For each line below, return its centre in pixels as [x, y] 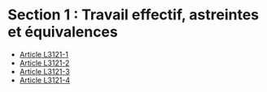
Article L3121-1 [44, 54]
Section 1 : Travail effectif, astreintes [133, 15]
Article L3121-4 [45, 80]
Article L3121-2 [44, 63]
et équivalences [63, 32]
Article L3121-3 [44, 71]
